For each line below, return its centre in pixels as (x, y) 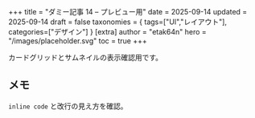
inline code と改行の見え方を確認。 (68, 106)
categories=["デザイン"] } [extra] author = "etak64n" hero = (107, 32)
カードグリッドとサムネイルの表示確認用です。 (86, 57)
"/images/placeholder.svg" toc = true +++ (78, 41)
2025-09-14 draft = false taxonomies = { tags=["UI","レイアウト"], (118, 22)
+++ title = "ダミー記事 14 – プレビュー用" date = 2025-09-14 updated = (128, 12)
